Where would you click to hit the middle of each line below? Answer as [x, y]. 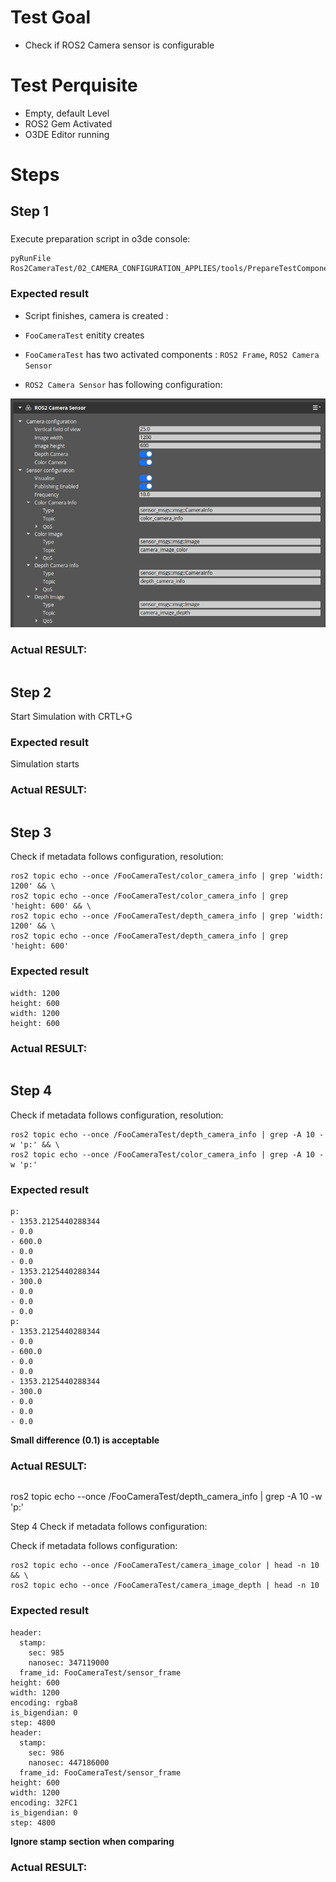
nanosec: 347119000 [69, 1662]
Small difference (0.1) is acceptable [85, 1440]
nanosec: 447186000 [69, 1762]
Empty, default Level [67, 113]
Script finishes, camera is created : [96, 315]
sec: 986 [46, 1752]
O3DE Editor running [67, 134]
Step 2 [31, 692]
